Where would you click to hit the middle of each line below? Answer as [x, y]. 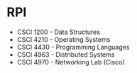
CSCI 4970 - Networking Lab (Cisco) [71, 62]
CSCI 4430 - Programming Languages [73, 47]
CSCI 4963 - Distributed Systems [66, 55]
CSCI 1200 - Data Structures [59, 32]
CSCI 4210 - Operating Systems [64, 39]
